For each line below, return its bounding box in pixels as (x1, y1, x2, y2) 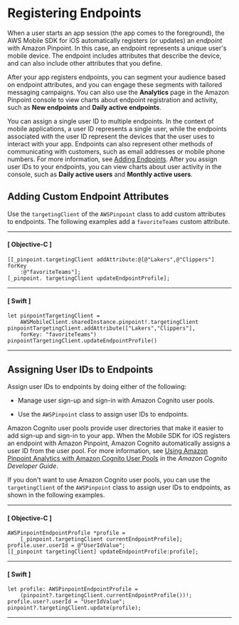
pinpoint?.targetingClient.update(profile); (7, 604, 142, 611)
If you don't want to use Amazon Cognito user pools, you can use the (7, 475, 211, 484)
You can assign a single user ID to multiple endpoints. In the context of (7, 116, 215, 126)
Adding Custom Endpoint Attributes (7, 190, 169, 203)
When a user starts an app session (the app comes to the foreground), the (7, 29, 225, 37)
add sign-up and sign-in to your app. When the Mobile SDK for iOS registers (7, 431, 230, 439)
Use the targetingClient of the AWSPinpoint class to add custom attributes (7, 209, 226, 218)
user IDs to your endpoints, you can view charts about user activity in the (7, 162, 222, 171)
